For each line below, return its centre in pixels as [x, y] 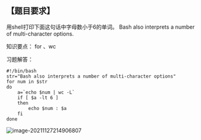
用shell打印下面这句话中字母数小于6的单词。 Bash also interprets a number [100, 27]
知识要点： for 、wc [31, 46]
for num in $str [27, 81]
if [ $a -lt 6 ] [38, 98]
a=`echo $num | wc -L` [46, 92]
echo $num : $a [48, 108]
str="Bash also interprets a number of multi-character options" [91, 76]
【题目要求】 [31, 11]
